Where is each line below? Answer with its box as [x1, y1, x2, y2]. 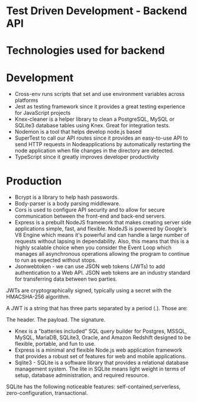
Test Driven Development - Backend [6, 4, 188, 18]
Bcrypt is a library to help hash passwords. [14, 194, 120, 201]
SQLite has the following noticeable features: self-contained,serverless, [6, 383, 181, 390]
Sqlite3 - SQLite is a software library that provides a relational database [14, 359, 189, 366]
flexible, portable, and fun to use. [14, 340, 96, 348]
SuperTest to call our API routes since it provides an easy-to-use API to [14, 134, 188, 141]
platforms [14, 97, 38, 104]
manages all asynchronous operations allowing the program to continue [14, 250, 190, 258]
